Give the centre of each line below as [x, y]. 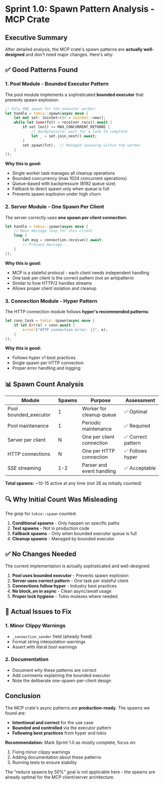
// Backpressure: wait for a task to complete [79, 132]
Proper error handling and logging [46, 368]
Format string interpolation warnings [49, 641]
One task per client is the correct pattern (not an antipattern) [73, 278]
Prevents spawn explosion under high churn [56, 194]
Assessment [140, 401]
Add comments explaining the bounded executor [61, 675]
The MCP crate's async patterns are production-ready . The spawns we [77, 708]
